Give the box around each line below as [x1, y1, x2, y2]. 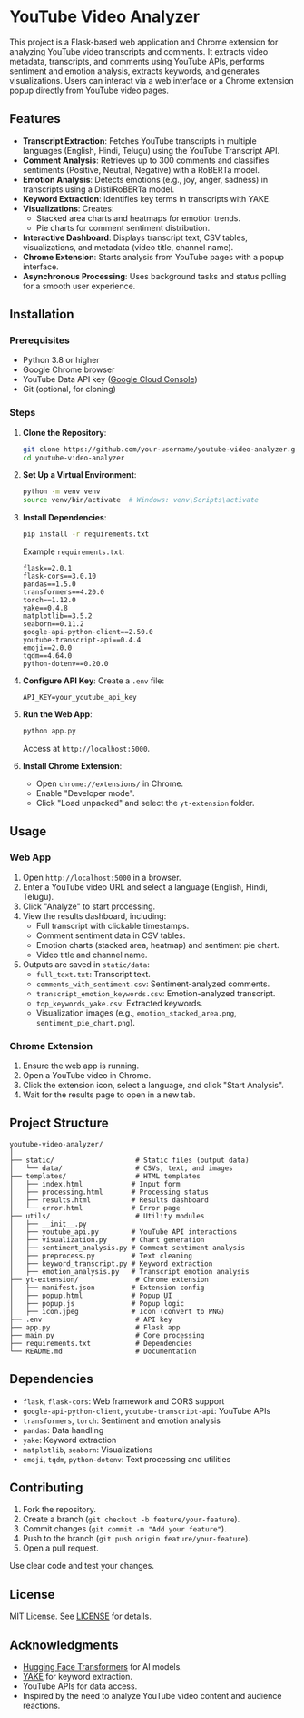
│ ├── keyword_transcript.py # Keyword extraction [9, 1258, 213, 1268]
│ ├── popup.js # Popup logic [9, 1299, 184, 1308]
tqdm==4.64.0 [22, 652, 73, 661]
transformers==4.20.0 [22, 588, 104, 597]
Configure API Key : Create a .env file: [22, 675, 165, 686]
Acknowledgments [9, 1637, 120, 1652]
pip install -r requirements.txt [22, 530, 150, 539]
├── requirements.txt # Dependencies [9, 1339, 193, 1348]
